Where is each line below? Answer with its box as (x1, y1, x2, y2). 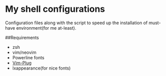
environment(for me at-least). (16, 25, 77, 31)
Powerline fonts (12, 54, 45, 60)
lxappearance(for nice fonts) (12, 65, 71, 71)
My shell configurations (5, 3, 106, 15)
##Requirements (5, 35, 39, 40)
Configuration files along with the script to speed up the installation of (5, 20, 148, 26)
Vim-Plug (12, 60, 32, 66)
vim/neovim (12, 49, 37, 55)
